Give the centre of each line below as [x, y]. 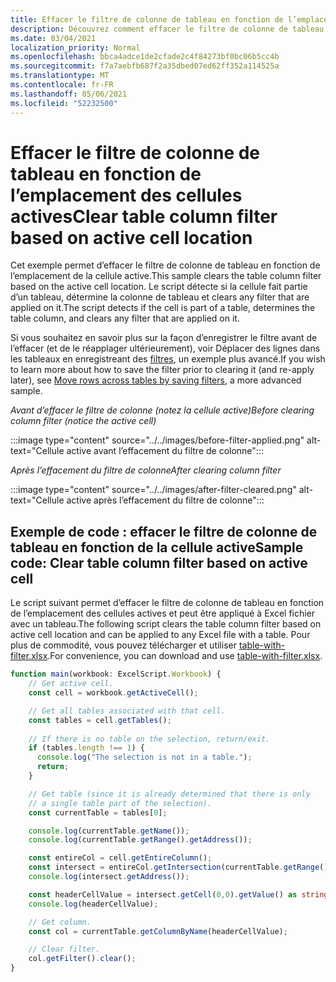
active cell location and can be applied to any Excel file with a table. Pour [160, 635]
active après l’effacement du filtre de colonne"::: [165, 500]
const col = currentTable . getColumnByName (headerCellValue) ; [158, 931]
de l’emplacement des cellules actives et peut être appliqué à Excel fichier [163, 613]
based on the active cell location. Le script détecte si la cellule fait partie [159, 287]
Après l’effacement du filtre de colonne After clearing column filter [146, 470]
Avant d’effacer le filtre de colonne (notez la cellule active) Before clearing [162, 410]
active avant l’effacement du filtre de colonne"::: [165, 451]
